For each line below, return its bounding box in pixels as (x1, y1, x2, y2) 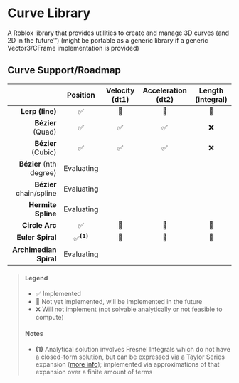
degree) (29, 167, 57, 177)
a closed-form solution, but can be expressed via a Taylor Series (35, 352, 225, 361)
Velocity (105, 85, 135, 95)
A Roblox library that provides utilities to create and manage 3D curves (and (7, 28, 230, 37)
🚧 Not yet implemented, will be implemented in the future (35, 298, 203, 306)
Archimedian (11, 245, 57, 255)
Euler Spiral (16, 233, 57, 243)
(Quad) (33, 127, 57, 137)
